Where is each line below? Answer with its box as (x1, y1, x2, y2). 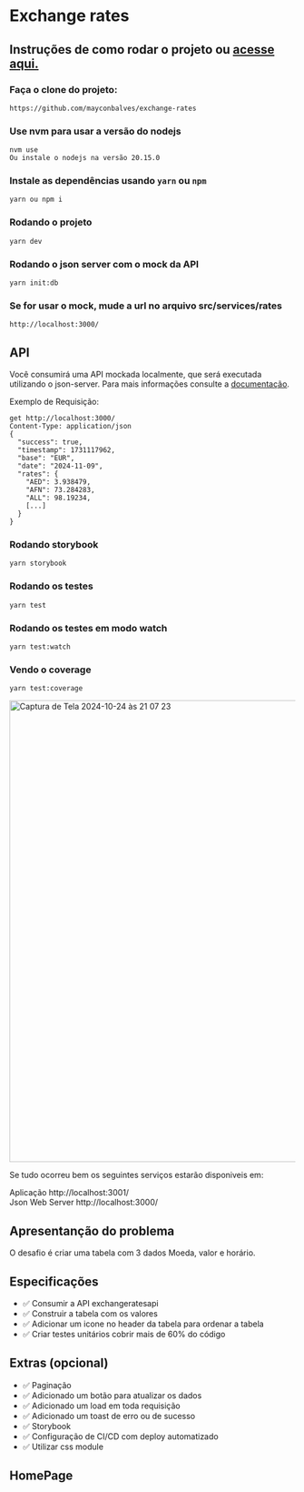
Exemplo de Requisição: (9, 397, 100, 408)
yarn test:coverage (9, 684, 83, 693)
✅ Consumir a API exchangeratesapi (22, 1297, 159, 1308)
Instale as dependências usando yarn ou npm (9, 175, 207, 187)
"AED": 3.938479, (25, 478, 92, 487)
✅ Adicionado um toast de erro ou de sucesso (22, 1410, 196, 1421)
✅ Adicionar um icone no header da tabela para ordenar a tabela (22, 1318, 265, 1329)
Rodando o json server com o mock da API (9, 257, 200, 270)
